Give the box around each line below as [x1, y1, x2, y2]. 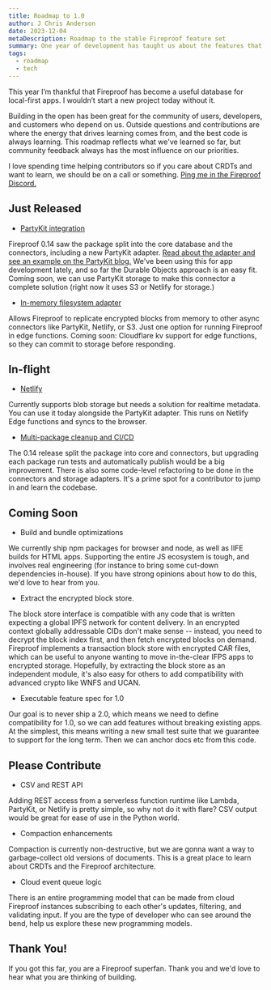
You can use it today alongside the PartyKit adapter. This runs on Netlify [8, 408, 249, 418]
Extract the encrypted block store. [19, 593, 135, 603]
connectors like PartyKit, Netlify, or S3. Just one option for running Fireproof [8, 321, 263, 332]
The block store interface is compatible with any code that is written [8, 609, 235, 619]
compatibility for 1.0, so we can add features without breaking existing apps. [8, 718, 263, 728]
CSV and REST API [19, 780, 83, 789]
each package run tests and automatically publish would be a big [8, 457, 225, 466]
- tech [15, 65, 38, 73]
